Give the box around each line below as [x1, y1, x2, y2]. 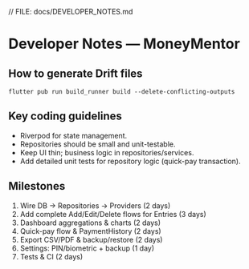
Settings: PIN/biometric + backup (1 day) [19, 243, 155, 253]
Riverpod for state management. [19, 130, 128, 140]
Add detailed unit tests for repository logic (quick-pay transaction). [19, 156, 241, 166]
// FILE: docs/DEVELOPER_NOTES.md [8, 7, 133, 16]
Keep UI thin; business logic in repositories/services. [19, 147, 194, 157]
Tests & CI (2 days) [19, 251, 84, 261]
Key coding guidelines [8, 110, 123, 123]
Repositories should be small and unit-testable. [19, 139, 176, 149]
